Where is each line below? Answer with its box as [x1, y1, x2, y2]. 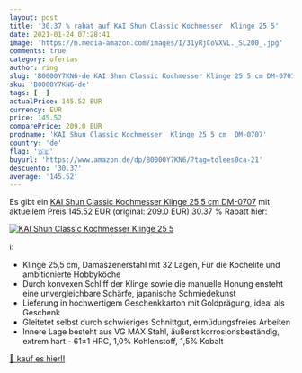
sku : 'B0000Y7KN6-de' [9, 80, 91, 89]
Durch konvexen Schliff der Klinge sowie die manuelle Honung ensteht [22, 279, 283, 289]
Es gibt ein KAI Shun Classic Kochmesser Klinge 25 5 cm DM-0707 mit [9, 197, 271, 208]
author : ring [9, 64, 58, 73]
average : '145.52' [9, 172, 78, 181]
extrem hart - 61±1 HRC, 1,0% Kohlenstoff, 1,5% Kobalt [22, 336, 224, 347]
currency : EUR [9, 105, 63, 114]
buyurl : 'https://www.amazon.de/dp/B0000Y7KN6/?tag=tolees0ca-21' [9, 155, 263, 164]
